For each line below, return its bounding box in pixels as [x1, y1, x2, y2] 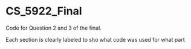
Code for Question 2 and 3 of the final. [5, 24, 102, 31]
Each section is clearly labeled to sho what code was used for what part [5, 36, 185, 43]
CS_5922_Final [5, 4, 82, 18]
